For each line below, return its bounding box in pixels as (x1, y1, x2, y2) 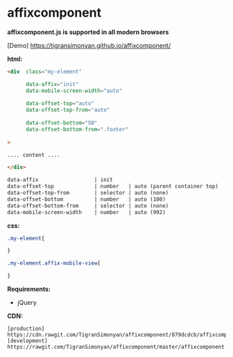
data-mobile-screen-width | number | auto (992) (7, 208, 166, 216)
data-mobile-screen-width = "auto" (25, 87, 123, 94)
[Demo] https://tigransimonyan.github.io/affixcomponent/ (7, 41, 171, 49)
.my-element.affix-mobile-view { (7, 260, 101, 267)
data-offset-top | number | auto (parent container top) (7, 183, 218, 190)
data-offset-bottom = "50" (25, 119, 98, 126)
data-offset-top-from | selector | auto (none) (7, 190, 169, 197)
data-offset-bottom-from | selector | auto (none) (7, 202, 169, 209)
